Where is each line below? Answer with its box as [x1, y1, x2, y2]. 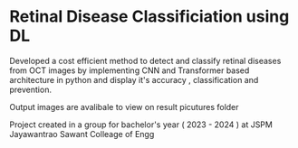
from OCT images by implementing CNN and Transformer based [9, 65, 250, 76]
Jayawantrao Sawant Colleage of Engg [9, 128, 155, 139]
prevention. [9, 84, 53, 95]
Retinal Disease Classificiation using [9, 6, 290, 27]
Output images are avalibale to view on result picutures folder [9, 101, 239, 112]
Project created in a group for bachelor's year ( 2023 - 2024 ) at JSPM [9, 119, 274, 130]
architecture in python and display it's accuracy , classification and [9, 74, 259, 85]
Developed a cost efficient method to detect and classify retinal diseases [9, 55, 282, 66]
